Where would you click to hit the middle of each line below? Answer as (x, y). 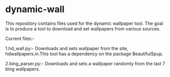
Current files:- (20, 38)
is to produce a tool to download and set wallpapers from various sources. (83, 28)
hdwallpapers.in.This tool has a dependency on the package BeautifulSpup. (84, 54)
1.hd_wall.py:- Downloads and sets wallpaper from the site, (67, 48)
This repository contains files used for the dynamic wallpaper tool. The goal (84, 23)
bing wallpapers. (23, 69)
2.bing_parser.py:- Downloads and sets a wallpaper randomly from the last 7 (85, 63)
